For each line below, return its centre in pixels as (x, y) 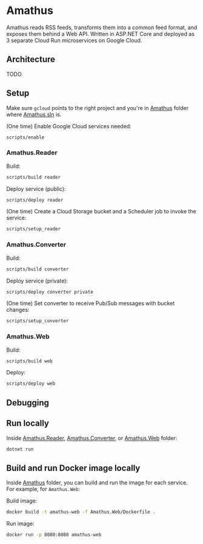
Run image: (20, 524)
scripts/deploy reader (35, 200)
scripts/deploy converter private (50, 292)
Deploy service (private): (37, 281)
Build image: (22, 501)
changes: (18, 310)
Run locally (28, 423)
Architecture (31, 59)
